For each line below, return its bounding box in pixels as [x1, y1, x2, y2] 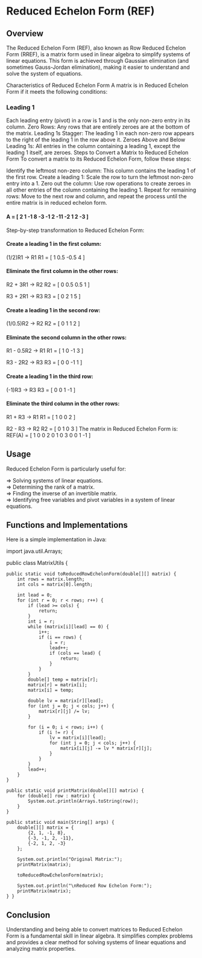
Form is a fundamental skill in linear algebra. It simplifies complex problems [6, 932, 193, 940]
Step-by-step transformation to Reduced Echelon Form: [6, 227, 145, 234]
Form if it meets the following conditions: [6, 88, 107, 95]
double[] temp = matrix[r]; [28, 677, 98, 683]
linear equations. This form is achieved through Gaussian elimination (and [6, 57, 189, 64]
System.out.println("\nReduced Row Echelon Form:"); [17, 883, 153, 889]
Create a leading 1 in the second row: [6, 306, 101, 313]
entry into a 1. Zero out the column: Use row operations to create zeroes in [6, 180, 191, 187]
